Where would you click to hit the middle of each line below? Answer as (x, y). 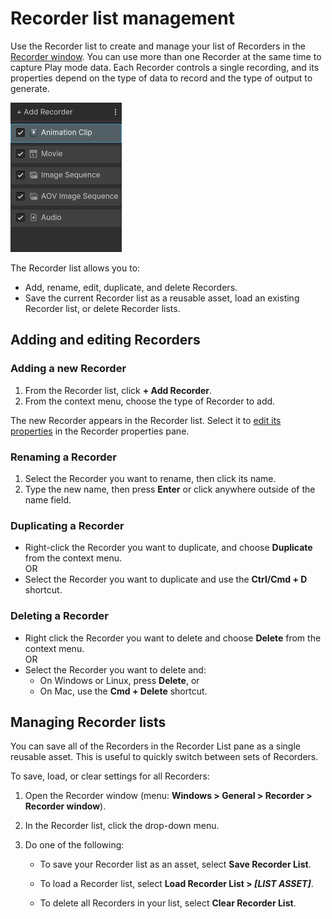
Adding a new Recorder (68, 369)
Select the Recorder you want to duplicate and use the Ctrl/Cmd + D (166, 579)
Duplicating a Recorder (67, 525)
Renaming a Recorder (64, 457)
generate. (30, 88)
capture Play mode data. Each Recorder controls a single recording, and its (165, 67)
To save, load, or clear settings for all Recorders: (110, 776)
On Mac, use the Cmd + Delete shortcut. (123, 691)
